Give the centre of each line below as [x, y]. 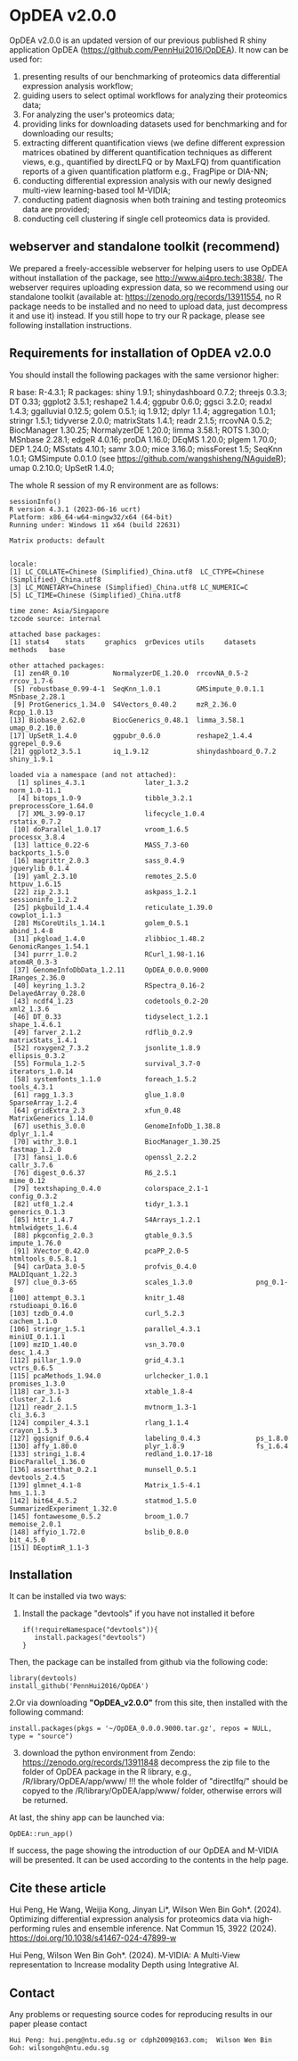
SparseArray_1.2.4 [43, 1103]
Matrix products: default [57, 541]
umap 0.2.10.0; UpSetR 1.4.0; [62, 468]
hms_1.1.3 [28, 1493]
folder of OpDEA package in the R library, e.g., [107, 1772]
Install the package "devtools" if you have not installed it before [138, 1614]
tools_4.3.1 [31, 1087]
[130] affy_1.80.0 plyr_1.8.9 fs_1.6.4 [149, 1446]
